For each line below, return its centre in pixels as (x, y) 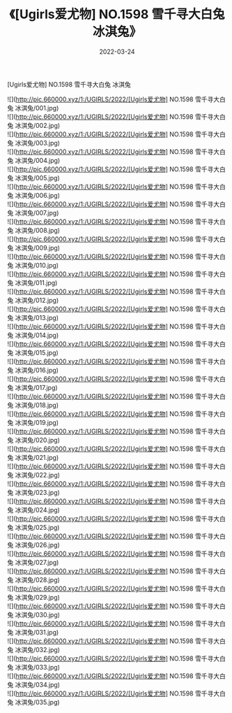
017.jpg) (46, 387)
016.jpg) (47, 370)
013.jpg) (47, 317)
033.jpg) (48, 667)
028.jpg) (48, 579)
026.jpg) (48, 545)
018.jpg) (47, 405)
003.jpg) (48, 143)
